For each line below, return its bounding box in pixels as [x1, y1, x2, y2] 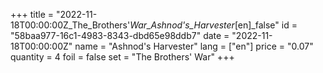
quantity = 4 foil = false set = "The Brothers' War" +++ [10, 51, 235, 63]
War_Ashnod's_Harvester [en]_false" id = [129, 19, 298, 31]
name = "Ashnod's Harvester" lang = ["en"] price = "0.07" [74, 40, 314, 52]
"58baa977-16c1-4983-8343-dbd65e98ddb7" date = [10, 30, 230, 41]
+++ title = [10, 9, 55, 20]
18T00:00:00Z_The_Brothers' [10, 19, 131, 31]
